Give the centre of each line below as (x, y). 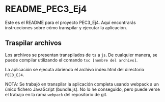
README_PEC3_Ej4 (46, 9)
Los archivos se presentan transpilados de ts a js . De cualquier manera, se (81, 55)
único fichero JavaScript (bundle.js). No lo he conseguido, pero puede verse (82, 89)
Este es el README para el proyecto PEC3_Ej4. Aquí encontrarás (70, 22)
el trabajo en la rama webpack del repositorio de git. (56, 94)
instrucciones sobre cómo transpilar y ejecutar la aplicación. (66, 27)
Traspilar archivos (33, 43)
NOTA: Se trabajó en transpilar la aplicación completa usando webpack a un (82, 84)
